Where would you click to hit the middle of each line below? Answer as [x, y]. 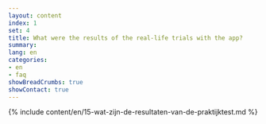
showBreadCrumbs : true [46, 82]
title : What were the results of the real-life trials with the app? [126, 38]
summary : [23, 45]
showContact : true [39, 89]
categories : [28, 60]
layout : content [35, 15]
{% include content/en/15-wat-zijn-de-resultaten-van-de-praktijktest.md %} [133, 112]
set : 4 [19, 30]
